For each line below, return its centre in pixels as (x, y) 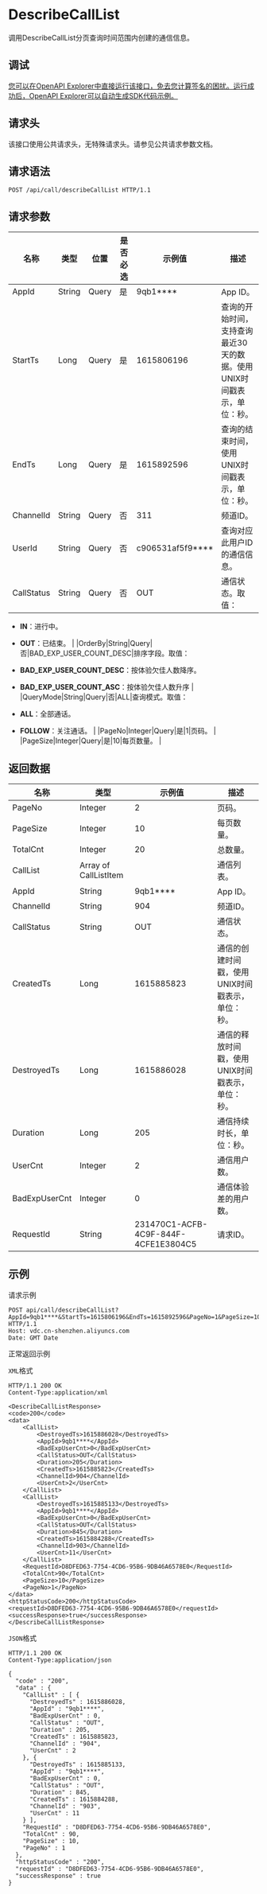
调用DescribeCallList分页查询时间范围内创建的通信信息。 (101, 37)
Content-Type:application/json (60, 1660)
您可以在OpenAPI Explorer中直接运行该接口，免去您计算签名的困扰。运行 (128, 86)
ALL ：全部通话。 (47, 714)
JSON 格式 (23, 1638)
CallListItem (101, 875)
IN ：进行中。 (41, 627)
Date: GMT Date (33, 1338)
